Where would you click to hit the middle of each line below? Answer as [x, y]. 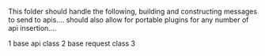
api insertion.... [32, 28]
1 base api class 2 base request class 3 [72, 43]
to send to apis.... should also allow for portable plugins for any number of [129, 20]
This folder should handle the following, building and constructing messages [133, 11]
